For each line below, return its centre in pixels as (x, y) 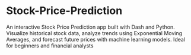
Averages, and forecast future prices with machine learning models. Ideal (96, 39)
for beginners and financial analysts (50, 46)
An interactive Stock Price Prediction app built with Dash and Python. (90, 27)
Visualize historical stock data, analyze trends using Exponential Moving (94, 33)
